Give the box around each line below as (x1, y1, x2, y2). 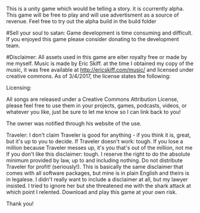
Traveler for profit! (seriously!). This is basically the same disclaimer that (6, 163, 183, 170)
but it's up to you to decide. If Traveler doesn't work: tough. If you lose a (6, 138, 183, 145)
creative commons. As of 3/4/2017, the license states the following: (6, 73, 171, 79)
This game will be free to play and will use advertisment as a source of (6, 11, 179, 18)
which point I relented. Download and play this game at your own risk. (6, 189, 177, 196)
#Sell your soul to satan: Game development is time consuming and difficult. (6, 29, 193, 36)
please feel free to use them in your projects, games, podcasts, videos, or (6, 102, 187, 109)
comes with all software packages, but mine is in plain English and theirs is (6, 169, 189, 177)
